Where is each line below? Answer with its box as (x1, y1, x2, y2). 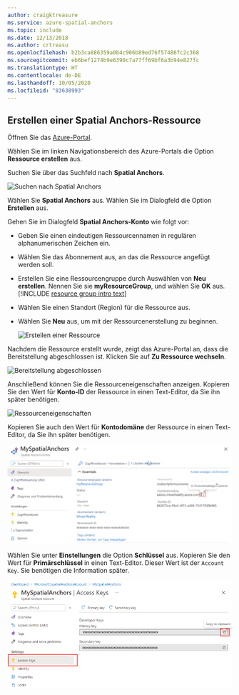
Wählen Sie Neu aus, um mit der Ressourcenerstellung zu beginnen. (17, 317, 218, 326)
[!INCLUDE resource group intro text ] (17, 289, 127, 298)
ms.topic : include (7, 26, 62, 34)
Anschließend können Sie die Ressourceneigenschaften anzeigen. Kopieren (7, 380, 230, 389)
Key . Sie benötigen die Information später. (7, 566, 130, 574)
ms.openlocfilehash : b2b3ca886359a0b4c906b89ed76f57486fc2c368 (7, 49, 200, 56)
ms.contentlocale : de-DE (7, 71, 81, 79)
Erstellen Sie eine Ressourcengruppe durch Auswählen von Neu (17, 274, 207, 283)
